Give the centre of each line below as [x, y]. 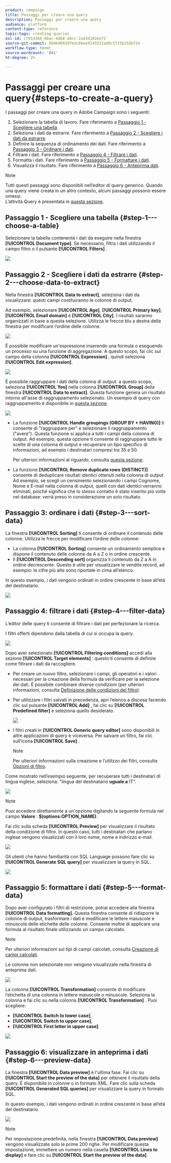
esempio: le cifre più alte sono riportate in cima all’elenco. [73, 570]
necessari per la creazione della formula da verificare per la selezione [86, 679]
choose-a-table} [32, 226]
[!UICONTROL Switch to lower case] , [52, 1016]
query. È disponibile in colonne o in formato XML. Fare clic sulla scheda [80, 1083]
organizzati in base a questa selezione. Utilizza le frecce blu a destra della [83, 321]
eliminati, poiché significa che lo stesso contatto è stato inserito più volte [89, 491]
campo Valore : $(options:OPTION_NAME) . [52, 816]
